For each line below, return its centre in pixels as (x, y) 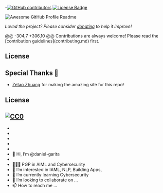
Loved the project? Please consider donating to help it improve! (69, 26)
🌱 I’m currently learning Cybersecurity (50, 175)
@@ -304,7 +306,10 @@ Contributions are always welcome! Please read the (82, 36)
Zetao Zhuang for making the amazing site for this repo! (68, 85)
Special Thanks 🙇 (32, 73)
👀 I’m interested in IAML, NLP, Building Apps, (57, 170)
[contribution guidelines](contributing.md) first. (52, 41)
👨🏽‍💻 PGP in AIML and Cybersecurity (49, 164)
